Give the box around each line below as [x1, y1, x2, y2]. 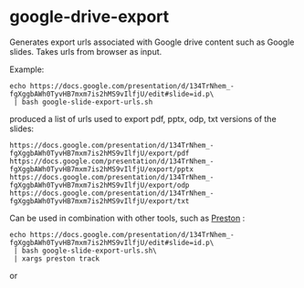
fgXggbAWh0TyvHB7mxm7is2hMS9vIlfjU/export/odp [9, 180, 190, 190]
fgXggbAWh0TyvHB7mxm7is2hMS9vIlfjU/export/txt [9, 196, 190, 206]
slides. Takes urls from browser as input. [9, 46, 162, 57]
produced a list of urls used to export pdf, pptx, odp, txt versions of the [9, 113, 277, 124]
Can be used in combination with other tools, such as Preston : [9, 212, 246, 223]
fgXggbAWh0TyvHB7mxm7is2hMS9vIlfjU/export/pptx [9, 164, 194, 174]
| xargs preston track [13, 253, 100, 263]
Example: [9, 64, 45, 75]
